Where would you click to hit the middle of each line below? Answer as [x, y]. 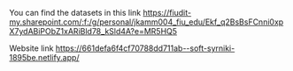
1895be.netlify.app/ [44, 57]
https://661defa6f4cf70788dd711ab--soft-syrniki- [145, 48]
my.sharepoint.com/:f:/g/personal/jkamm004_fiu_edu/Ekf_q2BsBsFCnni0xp [146, 22]
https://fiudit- [167, 13]
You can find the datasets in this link [75, 13]
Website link [31, 48]
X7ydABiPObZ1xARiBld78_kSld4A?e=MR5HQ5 [93, 31]
